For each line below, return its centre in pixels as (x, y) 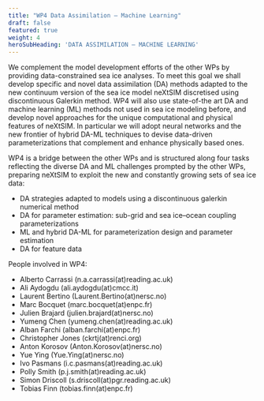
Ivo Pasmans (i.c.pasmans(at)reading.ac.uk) (91, 363)
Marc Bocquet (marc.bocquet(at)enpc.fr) (86, 305)
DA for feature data (51, 249)
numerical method (49, 207)
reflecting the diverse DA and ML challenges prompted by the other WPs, (127, 167)
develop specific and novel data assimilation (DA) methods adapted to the (128, 84)
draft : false (30, 23)
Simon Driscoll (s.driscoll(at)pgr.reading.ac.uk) (95, 380)
